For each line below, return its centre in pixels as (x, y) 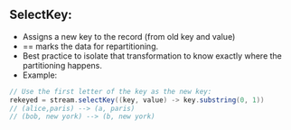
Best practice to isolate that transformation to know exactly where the (152, 56)
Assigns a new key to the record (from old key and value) (129, 36)
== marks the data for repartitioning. (90, 46)
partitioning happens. (62, 65)
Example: (40, 75)
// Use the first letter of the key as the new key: (111, 91)
